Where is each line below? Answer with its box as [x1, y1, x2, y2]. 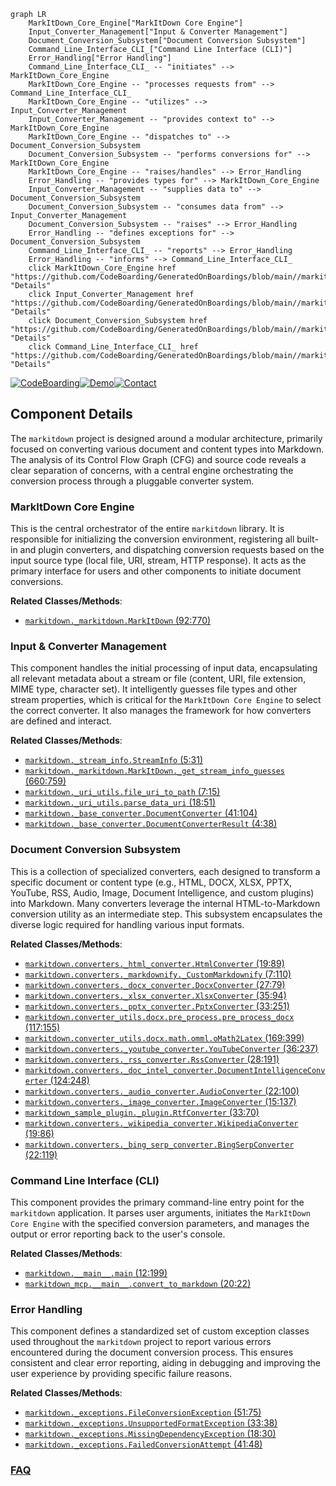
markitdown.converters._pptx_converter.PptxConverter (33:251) [24, 1000, 290, 1012]
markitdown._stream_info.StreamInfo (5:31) [24, 754, 204, 766]
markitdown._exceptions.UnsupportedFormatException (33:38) [24, 1417, 278, 1429]
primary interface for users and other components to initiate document [10, 565, 302, 577]
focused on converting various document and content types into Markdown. [10, 443, 325, 455]
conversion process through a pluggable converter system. [10, 475, 255, 487]
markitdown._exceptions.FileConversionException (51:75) [24, 1406, 262, 1419]
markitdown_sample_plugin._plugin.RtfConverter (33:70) [24, 1106, 260, 1118]
